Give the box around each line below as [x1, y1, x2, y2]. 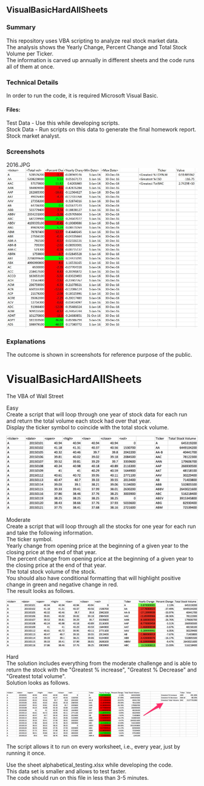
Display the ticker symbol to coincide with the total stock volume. [6, 423, 169, 431]
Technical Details [6, 78, 59, 86]
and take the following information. [6, 529, 93, 536]
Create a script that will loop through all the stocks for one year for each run [6, 523, 196, 530]
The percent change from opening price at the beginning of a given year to [6, 555, 194, 563]
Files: [6, 106, 21, 113]
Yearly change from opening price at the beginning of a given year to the [6, 542, 189, 550]
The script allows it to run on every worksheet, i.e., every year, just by [6, 743, 180, 750]
